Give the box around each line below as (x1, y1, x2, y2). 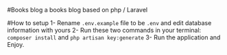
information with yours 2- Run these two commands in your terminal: (7, 26, 202, 34)
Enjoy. (7, 41, 25, 48)
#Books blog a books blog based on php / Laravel (7, 6, 148, 14)
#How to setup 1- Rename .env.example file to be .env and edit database (7, 19, 212, 26)
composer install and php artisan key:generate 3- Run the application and (7, 33, 221, 41)
